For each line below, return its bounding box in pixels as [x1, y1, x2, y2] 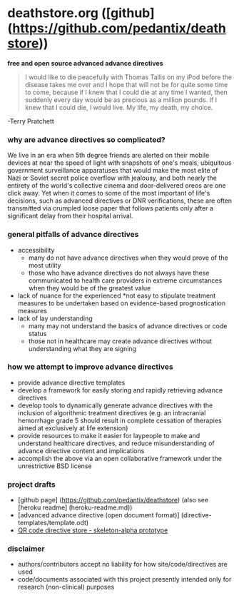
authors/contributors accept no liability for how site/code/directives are [17, 560, 228, 569]
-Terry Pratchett [7, 116, 55, 126]
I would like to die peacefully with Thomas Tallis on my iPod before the [24, 73, 233, 81]
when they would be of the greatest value [28, 283, 151, 292]
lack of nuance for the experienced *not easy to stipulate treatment [17, 291, 216, 300]
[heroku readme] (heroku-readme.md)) [17, 503, 133, 512]
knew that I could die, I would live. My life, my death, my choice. [24, 103, 213, 111]
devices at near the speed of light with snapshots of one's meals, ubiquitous [7, 158, 232, 167]
